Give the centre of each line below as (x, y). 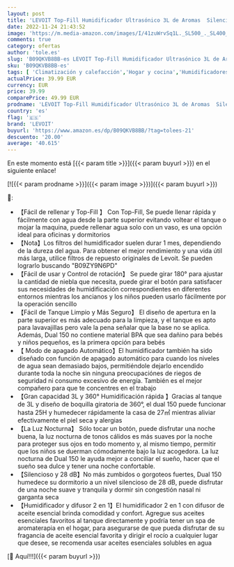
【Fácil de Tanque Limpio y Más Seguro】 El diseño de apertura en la (117, 312)
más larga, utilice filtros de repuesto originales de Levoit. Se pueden (115, 258)
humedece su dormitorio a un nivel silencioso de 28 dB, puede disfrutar (120, 483)
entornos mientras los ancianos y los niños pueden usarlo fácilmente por (122, 296)
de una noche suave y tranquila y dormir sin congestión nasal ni (109, 490)
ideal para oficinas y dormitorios (64, 235)
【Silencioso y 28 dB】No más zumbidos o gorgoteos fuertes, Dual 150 (119, 474)
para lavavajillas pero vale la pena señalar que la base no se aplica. (114, 328)
